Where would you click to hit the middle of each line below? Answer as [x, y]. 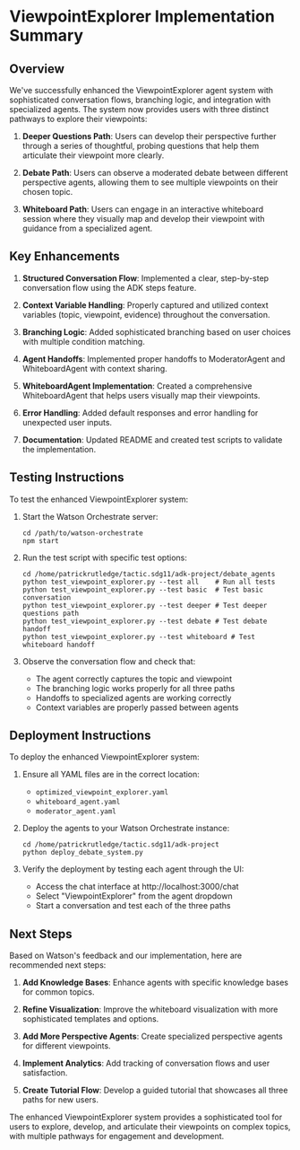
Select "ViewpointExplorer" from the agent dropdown [134, 896]
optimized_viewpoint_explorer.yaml [102, 793]
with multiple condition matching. [83, 341]
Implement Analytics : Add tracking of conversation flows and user [146, 1063]
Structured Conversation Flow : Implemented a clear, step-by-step [146, 278]
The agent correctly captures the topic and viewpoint [134, 679]
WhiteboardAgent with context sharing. [94, 368]
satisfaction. [45, 1073]
